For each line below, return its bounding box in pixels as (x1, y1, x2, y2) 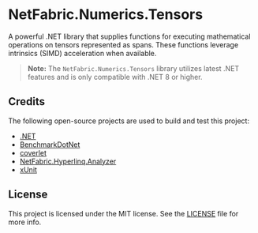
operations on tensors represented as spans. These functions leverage (8, 39, 239, 49)
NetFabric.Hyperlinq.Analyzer (19, 156, 117, 166)
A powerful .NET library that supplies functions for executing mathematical (8, 32, 251, 41)
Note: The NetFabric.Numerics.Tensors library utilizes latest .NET (27, 63, 240, 73)
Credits (8, 95, 46, 108)
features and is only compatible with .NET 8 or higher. (27, 72, 203, 81)
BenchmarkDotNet (19, 140, 80, 149)
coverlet (19, 148, 47, 157)
